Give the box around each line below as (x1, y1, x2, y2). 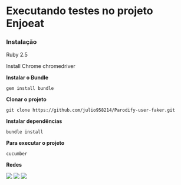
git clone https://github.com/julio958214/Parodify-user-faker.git (6, 108, 176, 113)
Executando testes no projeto (6, 4, 153, 18)
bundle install (6, 129, 44, 135)
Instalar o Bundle (6, 74, 49, 81)
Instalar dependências (6, 118, 62, 125)
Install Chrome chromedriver (6, 63, 75, 70)
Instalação (6, 38, 37, 46)
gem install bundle (6, 86, 54, 92)
